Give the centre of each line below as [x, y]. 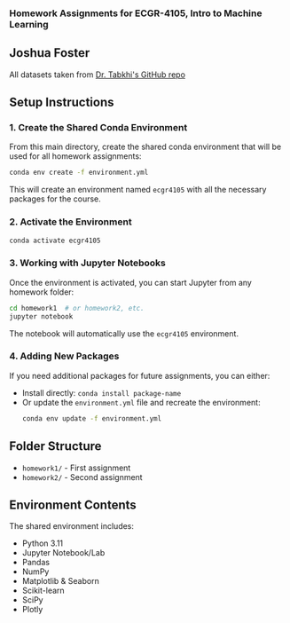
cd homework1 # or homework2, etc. [77, 308]
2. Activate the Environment [71, 222]
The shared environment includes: [72, 526]
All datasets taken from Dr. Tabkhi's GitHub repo [98, 75]
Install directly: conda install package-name [102, 392]
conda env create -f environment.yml [79, 173]
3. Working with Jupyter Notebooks [88, 263]
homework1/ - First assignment [76, 468]
